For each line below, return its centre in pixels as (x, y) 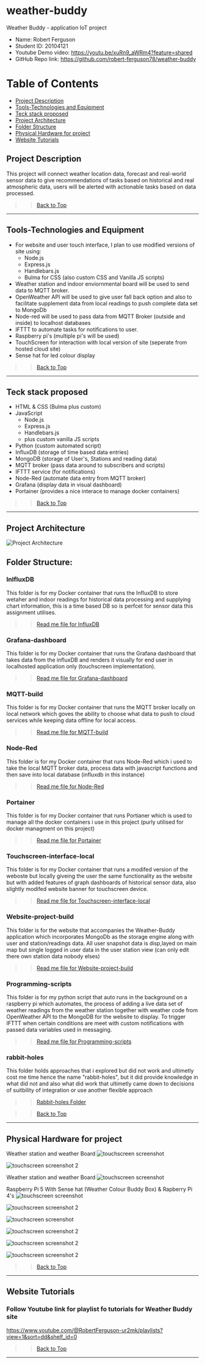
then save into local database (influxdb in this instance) (76, 774)
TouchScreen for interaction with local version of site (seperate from (101, 342)
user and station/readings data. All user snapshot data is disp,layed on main (102, 943)
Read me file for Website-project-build (85, 968)
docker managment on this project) (51, 829)
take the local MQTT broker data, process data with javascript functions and (102, 768)
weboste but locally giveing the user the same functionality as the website (99, 876)
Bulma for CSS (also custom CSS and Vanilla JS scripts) (94, 277)
